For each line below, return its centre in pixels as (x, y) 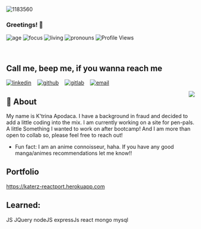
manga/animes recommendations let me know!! (73, 153)
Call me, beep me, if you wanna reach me (84, 68)
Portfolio (23, 172)
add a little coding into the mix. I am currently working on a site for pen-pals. (100, 122)
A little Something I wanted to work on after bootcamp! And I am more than (98, 128)
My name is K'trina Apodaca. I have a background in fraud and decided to (97, 116)
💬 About (22, 102)
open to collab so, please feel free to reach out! (65, 135)
